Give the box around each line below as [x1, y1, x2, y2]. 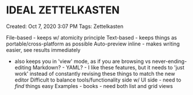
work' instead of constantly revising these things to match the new [14, 70, 175, 77]
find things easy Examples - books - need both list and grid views [14, 82, 173, 89]
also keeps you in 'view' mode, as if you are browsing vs [14, 58, 151, 65]
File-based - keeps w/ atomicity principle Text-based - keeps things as [6, 34, 177, 41]
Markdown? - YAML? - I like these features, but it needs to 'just [32, 64, 185, 71]
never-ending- [151, 58, 187, 65]
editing [14, 64, 32, 71]
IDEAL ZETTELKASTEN [6, 3, 120, 17]
